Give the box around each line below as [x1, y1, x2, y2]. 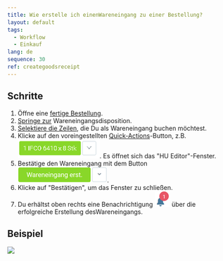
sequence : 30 [7, 56, 46, 63]
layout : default [7, 18, 55, 26]
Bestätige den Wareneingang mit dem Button [17, 159, 148, 167]
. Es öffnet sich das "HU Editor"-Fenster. [99, 151, 217, 160]
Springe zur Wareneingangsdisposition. [17, 116, 132, 125]
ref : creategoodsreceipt [7, 63, 80, 70]
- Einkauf [13, 41, 42, 49]
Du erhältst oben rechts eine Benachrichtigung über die [17, 200, 196, 208]
